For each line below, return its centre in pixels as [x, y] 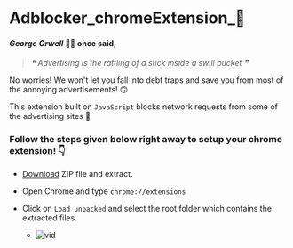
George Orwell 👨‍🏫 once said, [63, 43]
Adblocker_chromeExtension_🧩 [127, 18]
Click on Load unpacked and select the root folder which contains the [147, 208]
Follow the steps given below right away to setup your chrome [146, 140]
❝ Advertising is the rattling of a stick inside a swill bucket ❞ [139, 63]
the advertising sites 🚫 [50, 116]
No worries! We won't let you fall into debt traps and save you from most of [146, 80]
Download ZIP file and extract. [77, 173]
